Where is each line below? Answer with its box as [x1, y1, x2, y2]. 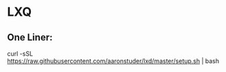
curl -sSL [7, 49, 33, 58]
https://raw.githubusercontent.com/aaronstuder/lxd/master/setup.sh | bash [7, 57, 220, 65]
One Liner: [7, 32, 53, 43]
